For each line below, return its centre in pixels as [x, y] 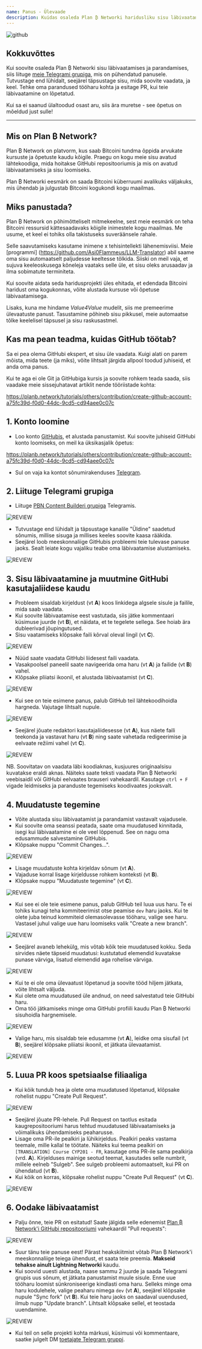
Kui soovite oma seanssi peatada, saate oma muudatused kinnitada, [99, 825]
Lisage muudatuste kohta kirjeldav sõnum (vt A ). [75, 868]
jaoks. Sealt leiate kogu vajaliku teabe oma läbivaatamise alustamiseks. [103, 548]
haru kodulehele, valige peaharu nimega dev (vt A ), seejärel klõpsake [100, 1290]
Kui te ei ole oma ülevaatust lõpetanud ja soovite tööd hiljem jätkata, [99, 983]
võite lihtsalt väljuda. [40, 989]
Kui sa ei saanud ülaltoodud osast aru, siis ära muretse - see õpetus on [94, 105]
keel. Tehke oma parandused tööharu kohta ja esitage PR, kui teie [87, 87]
